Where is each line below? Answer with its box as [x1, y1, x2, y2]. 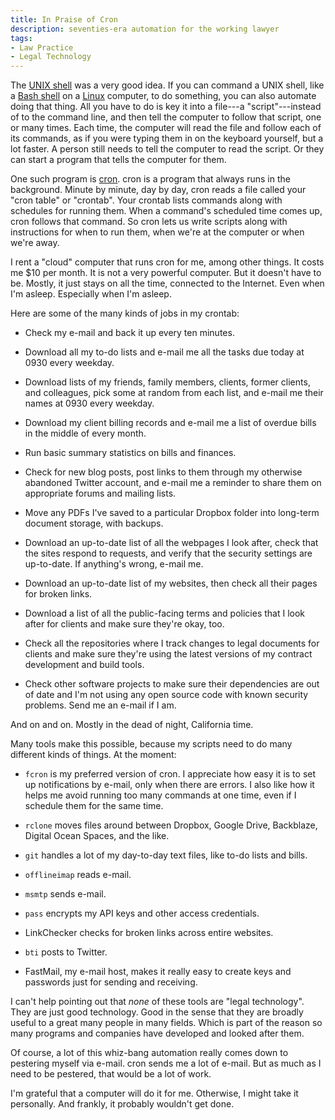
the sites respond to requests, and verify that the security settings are [24, 547, 313, 560]
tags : [10, 33, 33, 43]
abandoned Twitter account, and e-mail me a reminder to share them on [24, 477, 322, 489]
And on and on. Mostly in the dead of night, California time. [10, 719, 254, 731]
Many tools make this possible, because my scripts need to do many [10, 738, 293, 750]
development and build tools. [24, 659, 145, 671]
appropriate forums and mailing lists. [24, 487, 177, 500]
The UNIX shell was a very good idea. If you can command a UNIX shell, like [10, 79, 325, 91]
